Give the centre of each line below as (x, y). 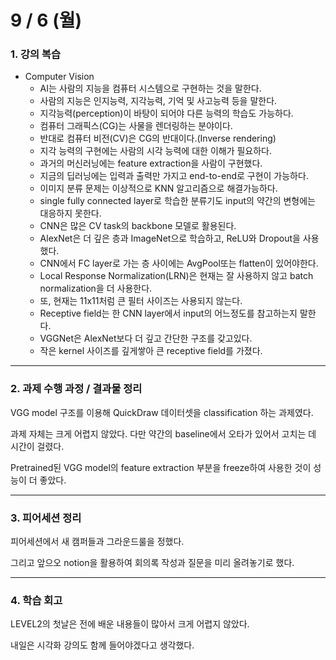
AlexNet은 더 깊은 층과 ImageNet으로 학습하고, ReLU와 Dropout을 (170, 238)
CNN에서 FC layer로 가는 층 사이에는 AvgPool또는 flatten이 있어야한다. (179, 263)
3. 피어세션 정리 (46, 518)
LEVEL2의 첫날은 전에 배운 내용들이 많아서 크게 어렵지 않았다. (130, 624)
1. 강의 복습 (35, 54)
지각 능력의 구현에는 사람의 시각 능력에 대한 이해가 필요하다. (156, 151)
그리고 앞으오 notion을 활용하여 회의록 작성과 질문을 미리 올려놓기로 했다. (152, 563)
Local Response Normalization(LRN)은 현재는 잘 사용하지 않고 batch (176, 276)
